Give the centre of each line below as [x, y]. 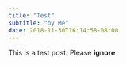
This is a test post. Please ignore [62, 53]
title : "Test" [32, 15]
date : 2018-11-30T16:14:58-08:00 [63, 30]
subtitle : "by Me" [38, 23]
